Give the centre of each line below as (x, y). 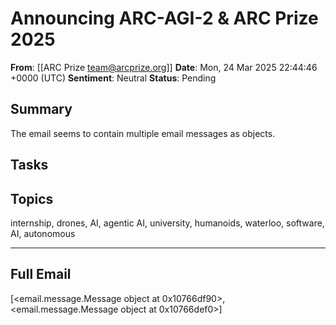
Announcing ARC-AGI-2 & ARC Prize (164, 18)
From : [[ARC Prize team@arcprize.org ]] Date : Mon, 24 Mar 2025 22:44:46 (164, 67)
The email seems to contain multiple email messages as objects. (143, 133)
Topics (32, 198)
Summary (41, 109)
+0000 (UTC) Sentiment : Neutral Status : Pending (113, 78)
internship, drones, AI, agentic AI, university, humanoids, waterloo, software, (167, 223)
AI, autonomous (43, 233)
